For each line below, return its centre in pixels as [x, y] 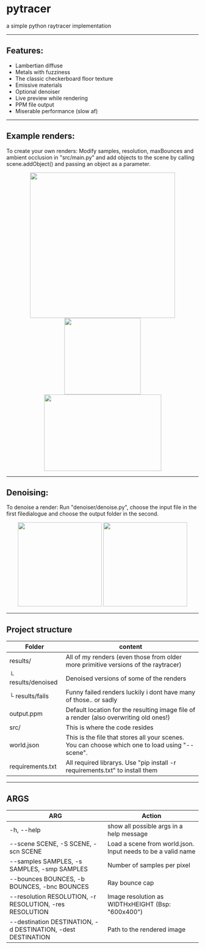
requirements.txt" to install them [111, 770]
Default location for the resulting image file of [131, 710]
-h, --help [25, 830]
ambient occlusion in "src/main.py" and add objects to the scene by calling [101, 157]
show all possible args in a [145, 826]
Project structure [39, 629]
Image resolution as [136, 897]
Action [152, 816]
